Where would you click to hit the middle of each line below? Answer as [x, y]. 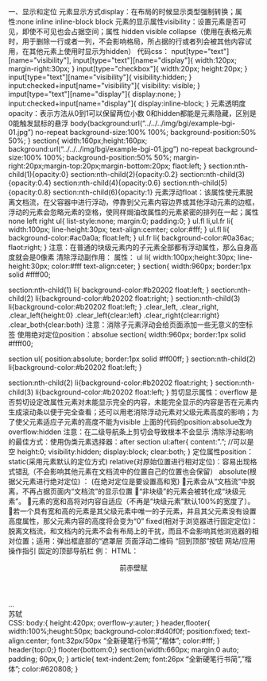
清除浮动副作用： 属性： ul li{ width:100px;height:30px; [146, 257]
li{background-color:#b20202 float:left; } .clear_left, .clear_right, [114, 307]
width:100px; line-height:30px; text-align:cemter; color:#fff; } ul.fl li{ [119, 229]
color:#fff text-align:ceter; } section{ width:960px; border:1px [151, 266]
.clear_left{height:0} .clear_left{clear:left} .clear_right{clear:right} [114, 315]
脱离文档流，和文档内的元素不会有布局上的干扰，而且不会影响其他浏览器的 [130, 531]
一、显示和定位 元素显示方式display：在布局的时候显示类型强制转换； [122, 12]
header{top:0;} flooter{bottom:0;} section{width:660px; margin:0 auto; [124, 650]
